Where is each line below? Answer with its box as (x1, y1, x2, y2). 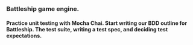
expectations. (6, 32, 42, 39)
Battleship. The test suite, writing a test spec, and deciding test (6, 25, 168, 33)
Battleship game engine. (6, 5, 80, 13)
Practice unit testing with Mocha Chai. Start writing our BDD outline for (6, 20, 188, 27)
